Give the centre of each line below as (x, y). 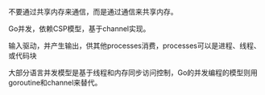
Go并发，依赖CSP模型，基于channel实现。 (79, 29)
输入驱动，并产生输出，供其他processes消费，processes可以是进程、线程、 (135, 46)
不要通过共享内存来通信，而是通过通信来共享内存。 (93, 12)
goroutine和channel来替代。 (55, 83)
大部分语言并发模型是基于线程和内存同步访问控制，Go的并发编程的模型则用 (133, 73)
